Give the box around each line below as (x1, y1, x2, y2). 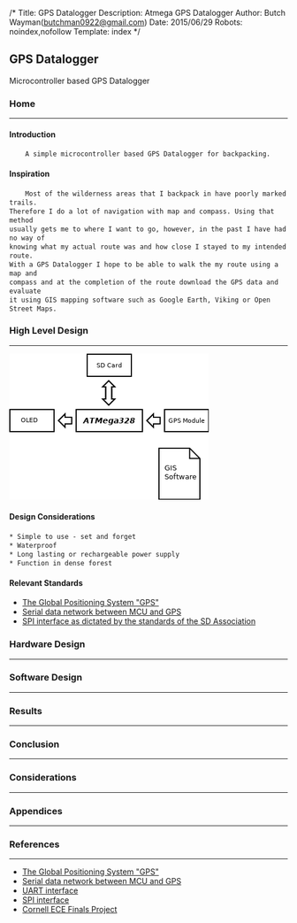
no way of (9, 234, 46, 242)
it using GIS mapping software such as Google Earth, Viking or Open (9, 296, 271, 304)
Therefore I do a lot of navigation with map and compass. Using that (9, 207, 275, 216)
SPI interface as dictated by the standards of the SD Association (21, 616, 256, 627)
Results (9, 704, 42, 717)
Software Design (9, 672, 82, 684)
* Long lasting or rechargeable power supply (9, 550, 179, 559)
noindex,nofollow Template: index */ (9, 27, 141, 36)
